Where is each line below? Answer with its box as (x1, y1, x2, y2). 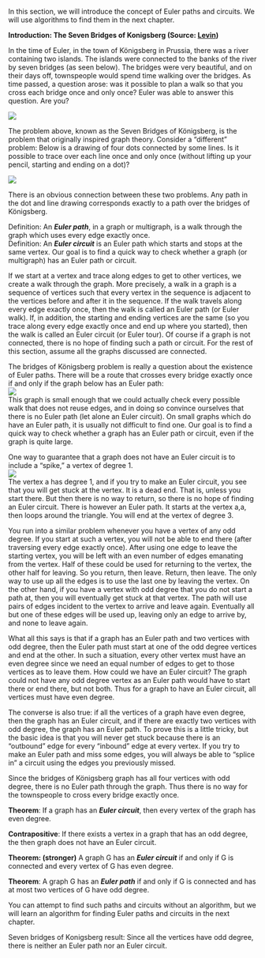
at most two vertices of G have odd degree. (8, 885, 150, 894)
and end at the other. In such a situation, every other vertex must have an (8, 651, 246, 659)
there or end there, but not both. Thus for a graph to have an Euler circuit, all (8, 684, 256, 693)
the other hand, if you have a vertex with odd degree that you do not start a (8, 585, 252, 594)
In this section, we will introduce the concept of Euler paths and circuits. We (8, 7, 255, 16)
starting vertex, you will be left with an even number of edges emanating (8, 551, 244, 560)
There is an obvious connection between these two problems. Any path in (8, 190, 248, 199)
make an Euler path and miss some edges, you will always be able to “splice (8, 750, 255, 759)
